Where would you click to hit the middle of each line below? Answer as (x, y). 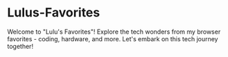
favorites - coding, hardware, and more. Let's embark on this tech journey (113, 38)
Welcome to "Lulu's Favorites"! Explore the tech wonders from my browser (114, 32)
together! (20, 46)
